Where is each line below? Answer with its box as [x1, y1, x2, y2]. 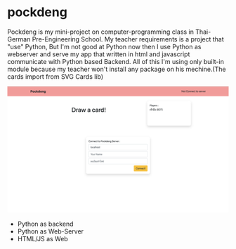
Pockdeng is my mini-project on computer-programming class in [7, 27, 195, 36]
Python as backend [17, 219, 74, 229]
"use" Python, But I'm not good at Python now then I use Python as [7, 42, 202, 51]
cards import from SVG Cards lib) [7, 72, 104, 81]
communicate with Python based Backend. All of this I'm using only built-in [7, 57, 225, 65]
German [7, 34, 31, 43]
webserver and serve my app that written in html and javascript [7, 50, 190, 58]
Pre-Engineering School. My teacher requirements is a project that [32, 34, 225, 43]
